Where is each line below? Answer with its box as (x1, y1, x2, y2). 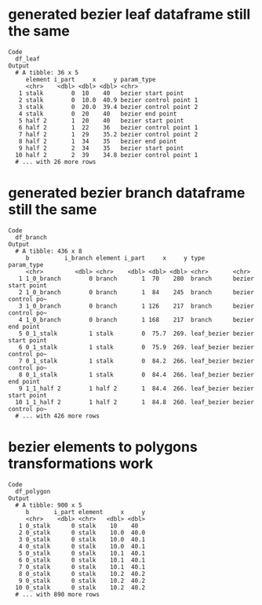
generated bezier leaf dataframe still (8, 5, 251, 24)
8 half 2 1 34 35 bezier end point (18, 137, 177, 145)
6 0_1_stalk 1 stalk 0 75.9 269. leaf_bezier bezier (18, 343, 255, 351)
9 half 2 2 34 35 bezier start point (18, 144, 184, 152)
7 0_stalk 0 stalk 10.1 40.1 (18, 563, 146, 570)
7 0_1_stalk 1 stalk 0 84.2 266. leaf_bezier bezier (18, 357, 255, 365)
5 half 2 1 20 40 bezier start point (18, 116, 184, 125)
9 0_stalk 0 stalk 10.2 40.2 (18, 577, 146, 585)
